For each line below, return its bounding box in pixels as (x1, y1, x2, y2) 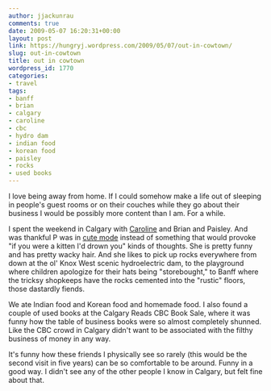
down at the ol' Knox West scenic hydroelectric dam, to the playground (8, 259, 244, 268)
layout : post (8, 34, 52, 43)
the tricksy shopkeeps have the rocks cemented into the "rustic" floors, (8, 276, 246, 285)
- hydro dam (8, 131, 48, 139)
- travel (8, 79, 38, 87)
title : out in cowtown (8, 57, 85, 65)
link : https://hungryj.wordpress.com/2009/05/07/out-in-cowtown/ (8, 42, 232, 50)
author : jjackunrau (8, 11, 74, 20)
